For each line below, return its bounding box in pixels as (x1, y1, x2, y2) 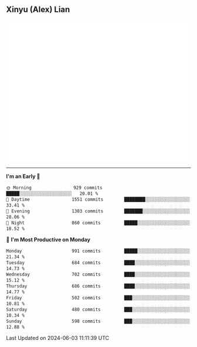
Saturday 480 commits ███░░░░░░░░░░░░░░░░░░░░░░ (6, 307, 191, 312)
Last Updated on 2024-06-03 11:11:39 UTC (6, 335, 110, 342)
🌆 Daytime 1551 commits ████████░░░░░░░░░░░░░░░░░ (6, 197, 191, 202)
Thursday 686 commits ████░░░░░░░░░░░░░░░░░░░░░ (6, 283, 191, 289)
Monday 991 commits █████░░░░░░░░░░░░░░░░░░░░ (6, 248, 191, 254)
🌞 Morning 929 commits (6, 185, 103, 191)
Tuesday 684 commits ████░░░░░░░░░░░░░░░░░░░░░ (6, 260, 191, 266)
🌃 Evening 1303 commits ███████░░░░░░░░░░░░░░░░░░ (6, 208, 191, 214)
